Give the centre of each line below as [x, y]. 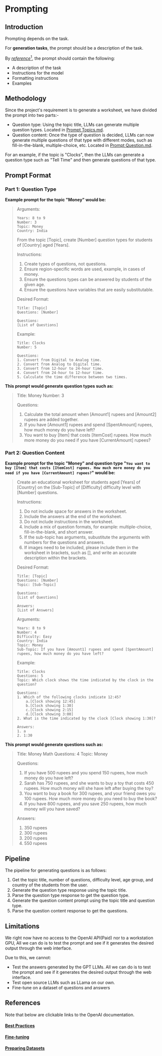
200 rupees [36, 838]
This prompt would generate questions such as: [54, 745]
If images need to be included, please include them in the [81, 548]
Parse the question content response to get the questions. [70, 911]
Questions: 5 [30, 676]
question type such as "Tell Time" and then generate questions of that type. [81, 160]
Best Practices [20, 1026]
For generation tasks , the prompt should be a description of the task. [74, 48]
